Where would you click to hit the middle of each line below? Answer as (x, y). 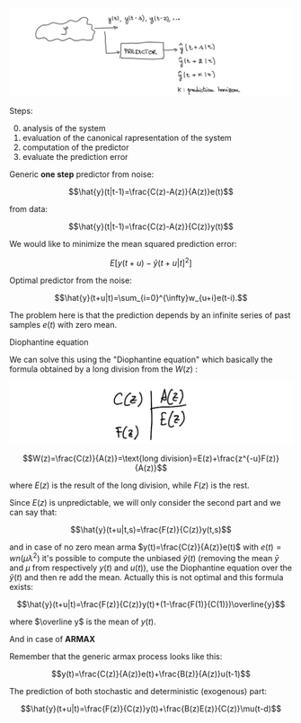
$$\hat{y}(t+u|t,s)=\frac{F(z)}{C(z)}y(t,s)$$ (151, 529)
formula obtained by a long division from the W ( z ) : (103, 369)
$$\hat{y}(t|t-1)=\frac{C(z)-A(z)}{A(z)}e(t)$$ (151, 192)
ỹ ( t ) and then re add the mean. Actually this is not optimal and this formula (146, 577)
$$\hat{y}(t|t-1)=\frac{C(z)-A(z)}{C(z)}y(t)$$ (151, 226)
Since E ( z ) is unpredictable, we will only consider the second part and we (145, 502)
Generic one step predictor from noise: (82, 174)
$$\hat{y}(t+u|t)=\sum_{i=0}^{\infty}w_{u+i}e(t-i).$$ (151, 298)
